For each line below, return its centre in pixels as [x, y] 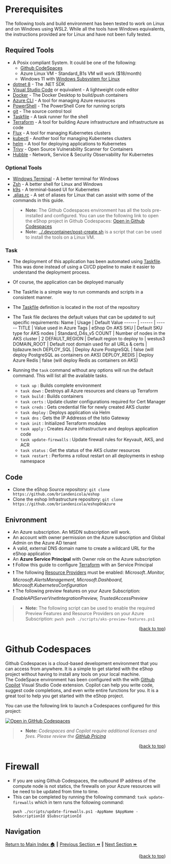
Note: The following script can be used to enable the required [90, 608]
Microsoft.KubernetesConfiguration [50, 585]
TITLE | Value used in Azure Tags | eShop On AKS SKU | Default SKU [90, 328]
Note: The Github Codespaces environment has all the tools [88, 210]
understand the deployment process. [51, 272]
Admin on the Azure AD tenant [45, 542]
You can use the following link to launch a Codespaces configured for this [83, 705]
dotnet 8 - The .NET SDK [39, 84]
